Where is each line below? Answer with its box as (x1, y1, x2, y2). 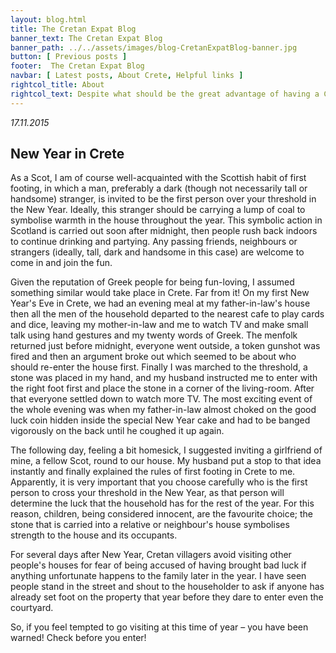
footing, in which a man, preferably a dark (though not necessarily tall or (10, 182, 308, 195)
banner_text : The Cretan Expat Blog (10, 33, 163, 43)
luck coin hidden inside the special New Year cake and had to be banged (10, 414, 311, 426)
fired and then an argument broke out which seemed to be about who (10, 351, 297, 363)
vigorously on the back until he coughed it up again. (10, 425, 225, 437)
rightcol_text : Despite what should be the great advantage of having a (10, 89, 320, 99)
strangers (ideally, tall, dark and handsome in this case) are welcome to (10, 246, 305, 258)
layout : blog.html (10, 14, 87, 25)
